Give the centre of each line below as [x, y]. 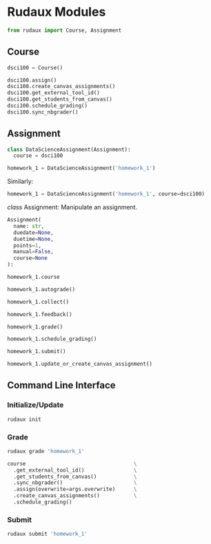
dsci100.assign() [32, 80]
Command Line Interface [61, 385]
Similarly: [20, 181]
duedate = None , [33, 232]
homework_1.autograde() [41, 289]
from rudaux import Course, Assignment [64, 30]
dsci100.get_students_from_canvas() [60, 100]
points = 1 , [27, 245]
